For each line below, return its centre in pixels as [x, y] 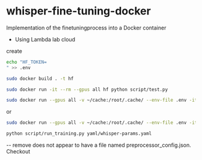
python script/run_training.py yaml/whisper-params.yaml [79, 134]
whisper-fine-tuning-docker [79, 11]
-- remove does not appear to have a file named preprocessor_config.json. [99, 145]
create [14, 51]
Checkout [18, 152]
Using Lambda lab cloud [45, 39]
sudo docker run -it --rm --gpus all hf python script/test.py [87, 89]
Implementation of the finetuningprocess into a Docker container [86, 28]
